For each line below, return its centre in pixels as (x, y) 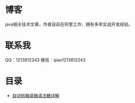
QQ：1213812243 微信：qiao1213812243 (46, 60)
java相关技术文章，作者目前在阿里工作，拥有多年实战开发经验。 (69, 24)
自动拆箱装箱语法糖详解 (36, 95)
